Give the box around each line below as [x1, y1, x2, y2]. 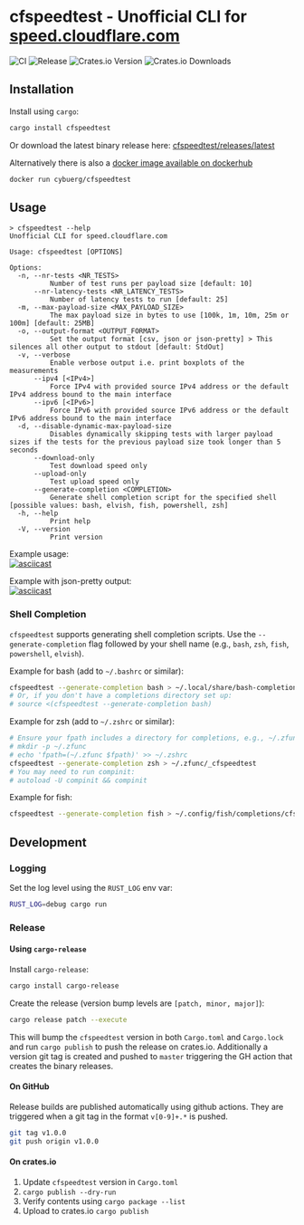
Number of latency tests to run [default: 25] [49, 295, 229, 304]
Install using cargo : [9, 106, 80, 117]
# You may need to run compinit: [9, 767, 136, 776]
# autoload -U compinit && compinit [9, 776, 147, 785]
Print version [49, 532, 103, 542]
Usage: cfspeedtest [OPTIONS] [9, 247, 124, 257]
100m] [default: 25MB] [9, 319, 95, 328]
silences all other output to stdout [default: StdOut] [9, 342, 224, 352]
